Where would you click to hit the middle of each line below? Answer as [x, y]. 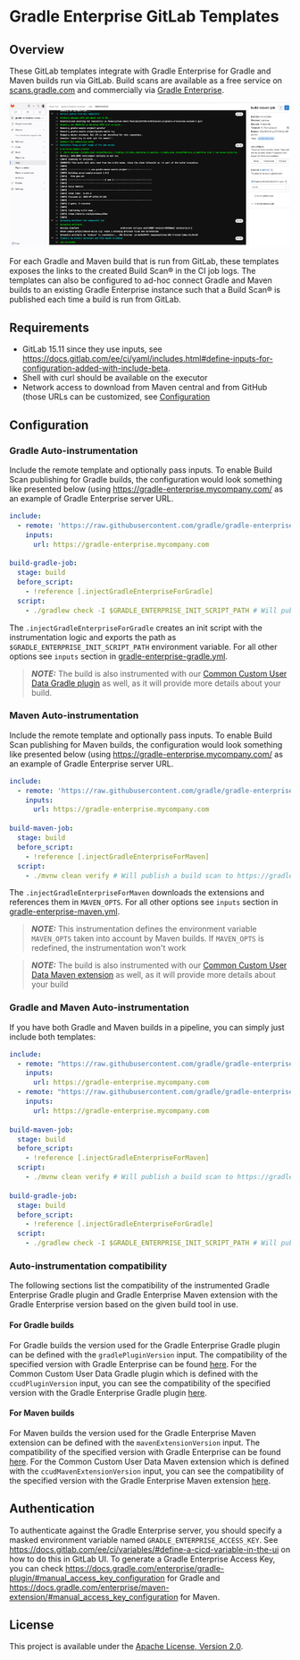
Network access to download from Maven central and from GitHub [145, 388]
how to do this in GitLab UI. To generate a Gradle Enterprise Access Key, [142, 1559]
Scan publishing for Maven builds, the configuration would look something [146, 744]
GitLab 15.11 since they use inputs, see [92, 349]
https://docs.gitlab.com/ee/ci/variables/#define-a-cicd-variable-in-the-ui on [150, 1549]
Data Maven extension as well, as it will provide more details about [153, 975]
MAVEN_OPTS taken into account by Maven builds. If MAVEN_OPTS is [148, 938]
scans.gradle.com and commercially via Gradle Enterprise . [117, 90]
